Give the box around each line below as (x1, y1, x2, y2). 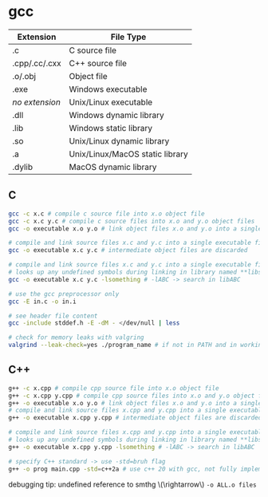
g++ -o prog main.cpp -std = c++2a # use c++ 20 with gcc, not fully (8, 465, 238, 473)
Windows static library (69, 122, 153, 133)
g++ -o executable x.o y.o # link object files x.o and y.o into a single (8, 399, 262, 407)
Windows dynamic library (69, 109, 165, 120)
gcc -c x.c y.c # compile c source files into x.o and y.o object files (8, 217, 255, 225)
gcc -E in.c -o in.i (8, 298, 77, 306)
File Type (110, 31, 147, 42)
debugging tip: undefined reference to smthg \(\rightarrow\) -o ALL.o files (8, 479, 257, 489)
